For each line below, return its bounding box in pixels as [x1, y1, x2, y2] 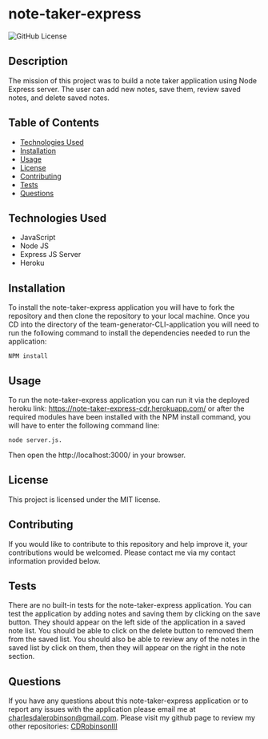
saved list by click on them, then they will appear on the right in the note [8, 643, 246, 653]
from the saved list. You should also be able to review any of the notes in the [8, 634, 260, 645]
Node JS [19, 241, 50, 251]
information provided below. [8, 556, 101, 565]
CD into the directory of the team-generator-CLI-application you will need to [8, 319, 260, 329]
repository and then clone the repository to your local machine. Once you [8, 311, 250, 321]
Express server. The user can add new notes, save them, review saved [8, 84, 242, 94]
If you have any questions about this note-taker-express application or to [8, 696, 249, 705]
